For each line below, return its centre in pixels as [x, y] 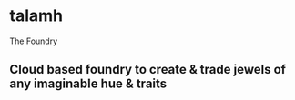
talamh [36, 16]
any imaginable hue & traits [88, 84]
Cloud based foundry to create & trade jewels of [148, 70]
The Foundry [33, 41]
